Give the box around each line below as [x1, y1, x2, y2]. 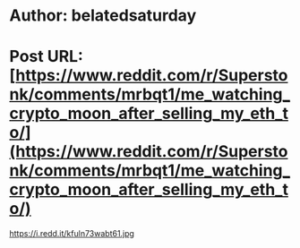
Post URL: [9, 47, 83, 67]
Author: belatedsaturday [9, 5, 197, 26]
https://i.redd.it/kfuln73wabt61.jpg [9, 228, 134, 239]
